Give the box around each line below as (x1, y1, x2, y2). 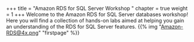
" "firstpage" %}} (38, 29, 80, 36)
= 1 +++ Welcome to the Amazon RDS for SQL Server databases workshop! (6, 11, 188, 18)
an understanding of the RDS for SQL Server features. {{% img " (6, 23, 162, 30)
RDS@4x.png (6, 29, 39, 36)
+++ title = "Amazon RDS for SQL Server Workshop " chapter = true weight (6, 5, 188, 12)
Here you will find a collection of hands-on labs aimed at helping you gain (6, 17, 185, 24)
